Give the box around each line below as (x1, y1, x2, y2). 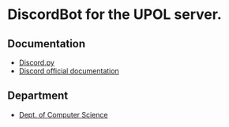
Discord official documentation (18, 66, 119, 76)
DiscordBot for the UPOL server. (7, 6, 222, 24)
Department (7, 89, 69, 103)
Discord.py (18, 58, 54, 67)
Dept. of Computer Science (18, 110, 108, 119)
